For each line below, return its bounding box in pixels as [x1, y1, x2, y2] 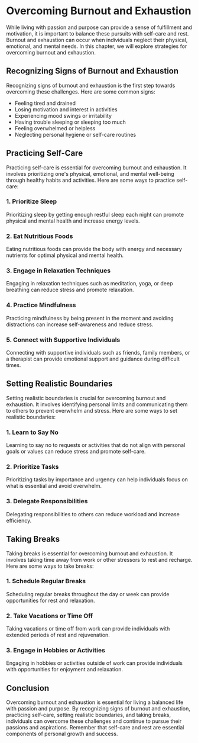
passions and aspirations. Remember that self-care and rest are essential [6, 724, 184, 731]
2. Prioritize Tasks [6, 463, 59, 471]
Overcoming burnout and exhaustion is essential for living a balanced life [6, 699, 184, 706]
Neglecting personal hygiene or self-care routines [14, 131, 137, 138]
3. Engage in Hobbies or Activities [6, 646, 105, 655]
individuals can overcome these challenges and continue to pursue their [6, 718, 182, 725]
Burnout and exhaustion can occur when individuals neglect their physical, [6, 36, 188, 43]
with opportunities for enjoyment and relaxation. [6, 666, 123, 673]
